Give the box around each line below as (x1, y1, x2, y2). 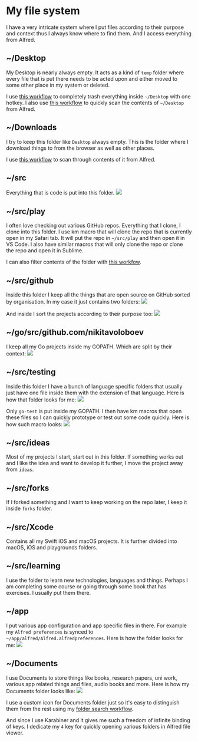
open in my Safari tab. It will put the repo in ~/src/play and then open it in (6, 235, 185, 242)
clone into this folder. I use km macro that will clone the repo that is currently (6, 228, 192, 235)
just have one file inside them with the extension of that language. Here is (6, 389, 184, 396)
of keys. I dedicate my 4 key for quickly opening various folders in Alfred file (6, 723, 191, 730)
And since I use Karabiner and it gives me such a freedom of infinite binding (6, 716, 190, 723)
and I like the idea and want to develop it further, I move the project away (6, 460, 183, 467)
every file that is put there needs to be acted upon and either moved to (6, 75, 178, 82)
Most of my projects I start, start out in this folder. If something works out (6, 453, 184, 460)
